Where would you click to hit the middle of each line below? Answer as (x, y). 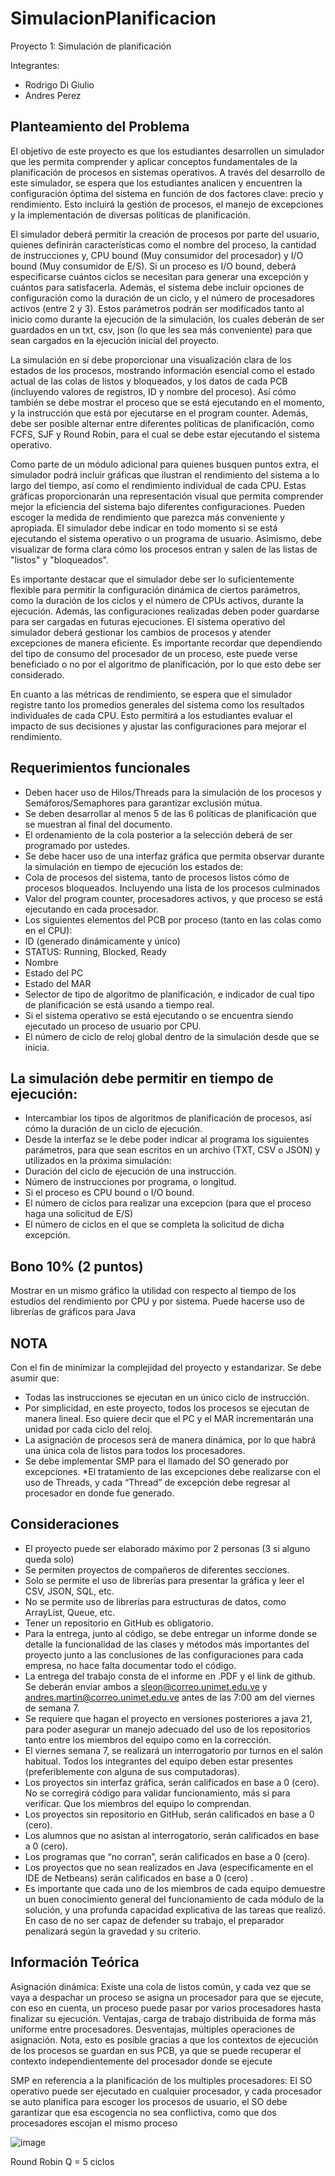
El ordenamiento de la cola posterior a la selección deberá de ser (158, 834)
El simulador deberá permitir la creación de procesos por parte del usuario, (165, 234)
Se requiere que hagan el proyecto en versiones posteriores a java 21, (168, 1718)
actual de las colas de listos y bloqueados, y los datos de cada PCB (149, 381)
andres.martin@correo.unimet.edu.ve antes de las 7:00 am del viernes (169, 1697)
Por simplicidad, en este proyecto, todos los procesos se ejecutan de (167, 1408)
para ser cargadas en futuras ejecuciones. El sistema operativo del (148, 621)
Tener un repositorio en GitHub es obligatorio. (119, 1623)
